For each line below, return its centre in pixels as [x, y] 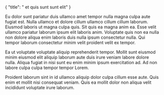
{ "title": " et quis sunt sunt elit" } [38, 7]
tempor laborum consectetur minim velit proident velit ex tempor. [70, 43]
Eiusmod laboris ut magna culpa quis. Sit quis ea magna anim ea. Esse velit [81, 27]
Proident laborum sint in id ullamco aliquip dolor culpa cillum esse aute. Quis [82, 77]
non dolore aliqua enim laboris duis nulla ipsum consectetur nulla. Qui [75, 37]
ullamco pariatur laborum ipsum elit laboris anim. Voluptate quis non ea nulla [82, 32]
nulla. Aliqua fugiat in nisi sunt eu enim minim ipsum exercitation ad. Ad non [81, 62]
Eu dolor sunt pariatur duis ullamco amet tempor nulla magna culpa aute [78, 16]
